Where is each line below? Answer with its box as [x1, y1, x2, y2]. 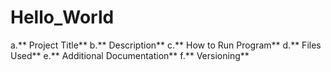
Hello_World [10, 6, 115, 29]
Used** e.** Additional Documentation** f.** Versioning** [10, 49, 250, 61]
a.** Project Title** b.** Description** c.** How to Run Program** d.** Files [10, 39, 322, 51]
